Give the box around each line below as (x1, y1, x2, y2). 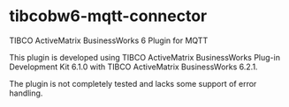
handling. (9, 88, 43, 98)
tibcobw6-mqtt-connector (9, 6, 208, 26)
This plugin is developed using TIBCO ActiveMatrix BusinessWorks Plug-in (9, 52, 281, 62)
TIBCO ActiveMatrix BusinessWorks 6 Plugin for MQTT (9, 35, 209, 46)
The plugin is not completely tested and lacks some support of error (9, 78, 257, 89)
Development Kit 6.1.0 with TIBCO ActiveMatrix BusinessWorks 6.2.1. (9, 61, 258, 72)
